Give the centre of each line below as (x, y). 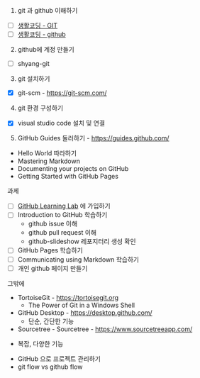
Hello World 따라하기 (47, 153)
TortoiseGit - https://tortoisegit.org (68, 297)
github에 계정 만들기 (46, 50)
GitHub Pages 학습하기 (50, 250)
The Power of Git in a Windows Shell (82, 305)
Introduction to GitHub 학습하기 (62, 215)
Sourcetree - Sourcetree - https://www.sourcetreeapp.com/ (105, 329)
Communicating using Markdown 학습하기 (78, 259)
